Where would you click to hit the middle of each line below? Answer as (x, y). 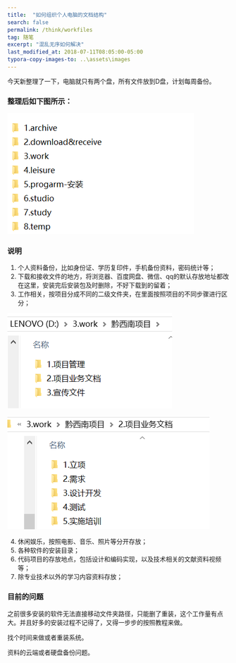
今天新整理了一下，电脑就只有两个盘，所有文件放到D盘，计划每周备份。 (112, 81)
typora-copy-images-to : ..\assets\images (69, 60)
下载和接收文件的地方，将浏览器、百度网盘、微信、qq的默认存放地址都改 (123, 277)
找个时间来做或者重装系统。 (48, 637)
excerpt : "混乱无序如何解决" (46, 45)
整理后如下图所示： (40, 101)
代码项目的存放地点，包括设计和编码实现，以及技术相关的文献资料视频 (119, 559)
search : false (28, 22)
